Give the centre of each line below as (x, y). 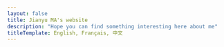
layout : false (28, 13)
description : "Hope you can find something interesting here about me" (112, 26)
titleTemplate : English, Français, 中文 (65, 33)
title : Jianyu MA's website (48, 20)
